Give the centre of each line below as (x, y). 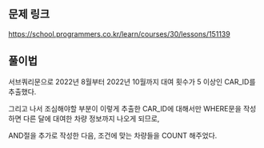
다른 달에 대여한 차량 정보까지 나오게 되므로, (91, 119)
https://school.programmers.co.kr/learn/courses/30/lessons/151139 (119, 33)
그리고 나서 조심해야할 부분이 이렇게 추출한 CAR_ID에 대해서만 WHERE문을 (125, 108)
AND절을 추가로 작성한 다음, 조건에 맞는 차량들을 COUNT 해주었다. (113, 135)
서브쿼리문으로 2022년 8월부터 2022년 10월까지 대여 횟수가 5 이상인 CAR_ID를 (132, 81)
